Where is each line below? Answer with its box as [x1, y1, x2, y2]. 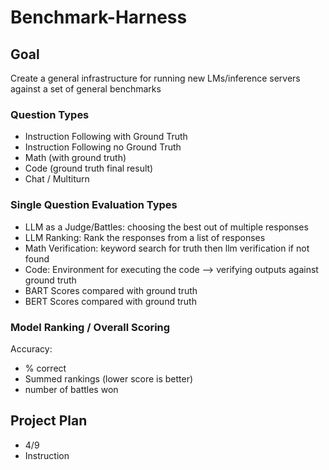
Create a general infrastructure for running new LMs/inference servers [10, 72, 301, 84]
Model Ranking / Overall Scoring [10, 320, 171, 334]
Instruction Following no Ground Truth [24, 141, 182, 153]
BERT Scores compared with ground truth [24, 295, 197, 307]
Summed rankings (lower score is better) [24, 372, 194, 385]
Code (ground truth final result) [24, 162, 154, 175]
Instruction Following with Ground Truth [24, 131, 188, 143]
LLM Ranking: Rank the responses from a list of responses [24, 231, 266, 243]
